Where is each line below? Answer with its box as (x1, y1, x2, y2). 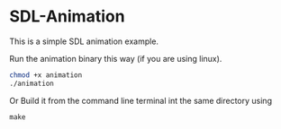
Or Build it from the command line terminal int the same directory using (9, 95, 273, 106)
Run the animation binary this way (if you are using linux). (9, 53, 222, 64)
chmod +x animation (9, 70, 83, 80)
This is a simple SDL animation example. (9, 36, 159, 47)
